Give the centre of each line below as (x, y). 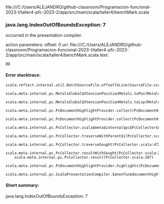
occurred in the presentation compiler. (44, 35)
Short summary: (22, 185)
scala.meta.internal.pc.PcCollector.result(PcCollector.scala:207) (84, 157)
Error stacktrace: (23, 75)
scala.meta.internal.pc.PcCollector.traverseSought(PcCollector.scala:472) (84, 145)
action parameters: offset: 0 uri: (37, 45)
